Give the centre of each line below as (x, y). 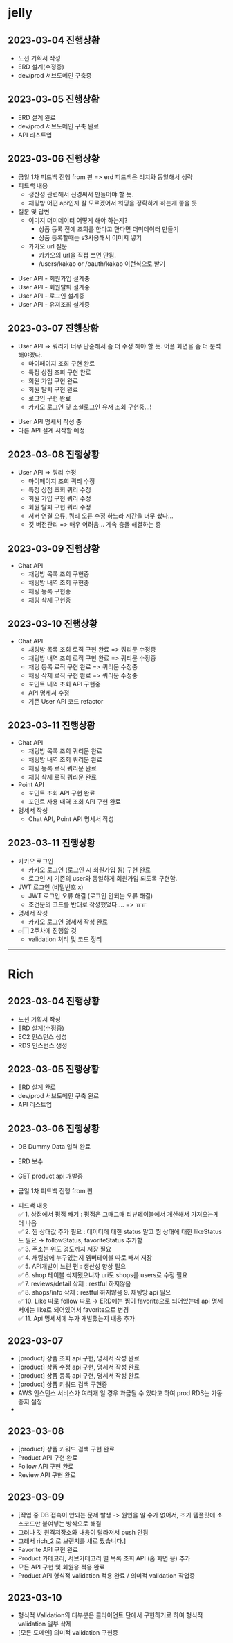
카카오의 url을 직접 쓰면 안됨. (77, 255)
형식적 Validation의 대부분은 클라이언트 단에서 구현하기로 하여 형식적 (110, 1615)
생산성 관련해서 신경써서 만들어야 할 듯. (81, 194)
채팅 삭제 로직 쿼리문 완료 (63, 777)
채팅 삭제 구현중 (49, 600)
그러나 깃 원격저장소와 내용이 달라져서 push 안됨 (83, 1532)
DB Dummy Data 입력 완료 (54, 1147)
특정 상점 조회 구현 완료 (60, 372)
